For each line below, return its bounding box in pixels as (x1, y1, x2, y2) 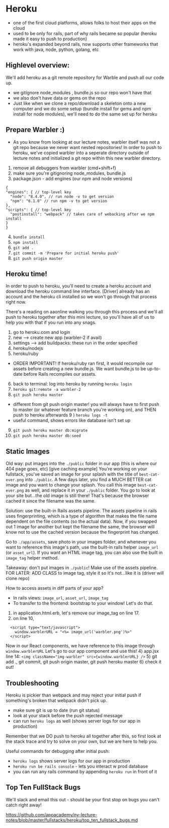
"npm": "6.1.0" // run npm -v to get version (10, 198, 108, 203)
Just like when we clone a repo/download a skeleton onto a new (13, 100, 146, 106)
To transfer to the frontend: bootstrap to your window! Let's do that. (13, 600, 153, 606)
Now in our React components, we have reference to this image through (6, 643, 155, 649)
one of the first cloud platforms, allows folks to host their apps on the (13, 20, 156, 26)
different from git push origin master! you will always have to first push (13, 401, 159, 407)
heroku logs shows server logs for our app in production (13, 758, 130, 764)
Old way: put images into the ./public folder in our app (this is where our (6, 460, 157, 466)
